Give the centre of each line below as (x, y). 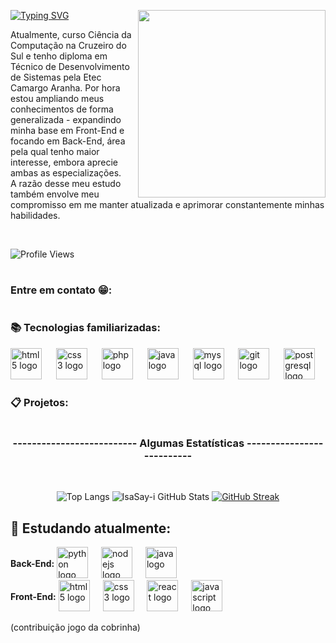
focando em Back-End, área (68, 141)
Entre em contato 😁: (61, 290)
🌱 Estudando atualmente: (91, 528)
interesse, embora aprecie (64, 162)
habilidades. (35, 215)
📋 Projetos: (39, 402)
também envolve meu (55, 194)
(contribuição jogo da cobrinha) (75, 627)
